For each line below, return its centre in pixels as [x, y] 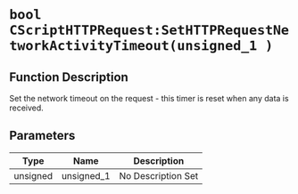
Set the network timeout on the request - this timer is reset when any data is [149, 98]
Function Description [69, 77]
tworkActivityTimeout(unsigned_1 [133, 46]
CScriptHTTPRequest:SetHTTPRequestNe [149, 31]
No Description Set [159, 175]
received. [27, 108]
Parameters [42, 136]
